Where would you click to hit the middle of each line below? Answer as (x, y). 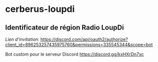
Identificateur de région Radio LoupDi (64, 28)
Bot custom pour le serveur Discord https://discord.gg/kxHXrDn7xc (74, 54)
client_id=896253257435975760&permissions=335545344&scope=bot (79, 45)
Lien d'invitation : (22, 39)
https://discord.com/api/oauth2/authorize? (84, 39)
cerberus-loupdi (40, 9)
